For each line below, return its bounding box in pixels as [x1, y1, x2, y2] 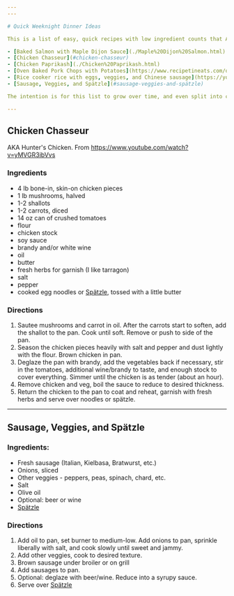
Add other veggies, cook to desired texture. [17, 551, 143, 559]
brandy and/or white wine [17, 243, 92, 252]
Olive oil [17, 488, 41, 496]
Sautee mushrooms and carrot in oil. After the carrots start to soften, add [17, 321, 226, 329]
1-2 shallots [17, 199, 51, 207]
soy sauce [17, 236, 47, 244]
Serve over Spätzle [17, 580, 72, 589]
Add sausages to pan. [17, 565, 81, 574]
